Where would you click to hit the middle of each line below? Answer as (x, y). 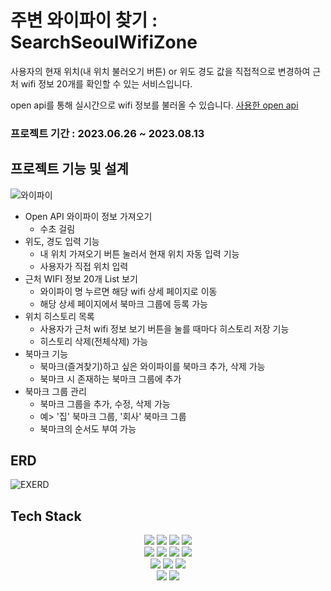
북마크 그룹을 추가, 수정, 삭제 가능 (105, 403)
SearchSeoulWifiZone (104, 42)
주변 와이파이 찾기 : (84, 20)
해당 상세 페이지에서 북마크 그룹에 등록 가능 (123, 303)
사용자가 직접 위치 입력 (84, 266)
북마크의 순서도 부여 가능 (88, 428)
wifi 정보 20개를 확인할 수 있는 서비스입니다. (106, 83)
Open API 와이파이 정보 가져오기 (88, 216)
